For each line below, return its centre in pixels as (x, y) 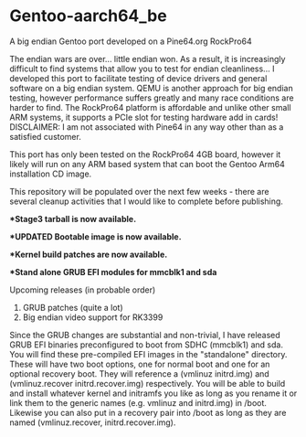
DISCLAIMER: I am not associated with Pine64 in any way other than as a (147, 127)
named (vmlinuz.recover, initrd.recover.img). (93, 422)
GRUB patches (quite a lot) (73, 307)
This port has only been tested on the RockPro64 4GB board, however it (145, 154)
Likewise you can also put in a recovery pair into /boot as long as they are (148, 412)
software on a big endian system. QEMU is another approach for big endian (152, 88)
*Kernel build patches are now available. (89, 254)
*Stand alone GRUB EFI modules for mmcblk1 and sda (113, 272)
